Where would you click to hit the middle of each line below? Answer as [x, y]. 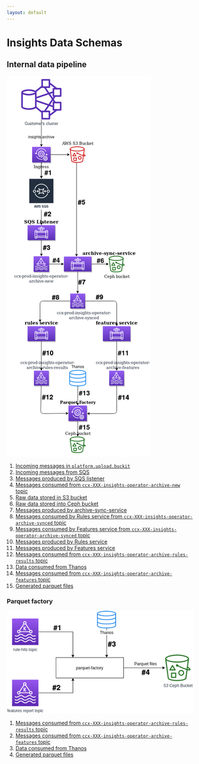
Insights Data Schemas [65, 43]
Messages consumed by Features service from [73, 529]
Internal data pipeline [47, 65]
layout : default [27, 12]
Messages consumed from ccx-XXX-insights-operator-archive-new [98, 485]
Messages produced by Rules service [61, 542]
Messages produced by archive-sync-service [71, 510]
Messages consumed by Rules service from [69, 516]
